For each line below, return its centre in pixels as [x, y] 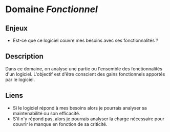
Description [24, 56]
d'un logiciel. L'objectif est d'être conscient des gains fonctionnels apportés [85, 74]
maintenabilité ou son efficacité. [46, 113]
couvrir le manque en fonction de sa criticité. [60, 124]
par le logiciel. [20, 80]
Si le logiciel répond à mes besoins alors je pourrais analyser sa [80, 108]
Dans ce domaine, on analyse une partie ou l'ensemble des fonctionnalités [84, 69]
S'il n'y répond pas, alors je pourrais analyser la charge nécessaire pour [89, 119]
